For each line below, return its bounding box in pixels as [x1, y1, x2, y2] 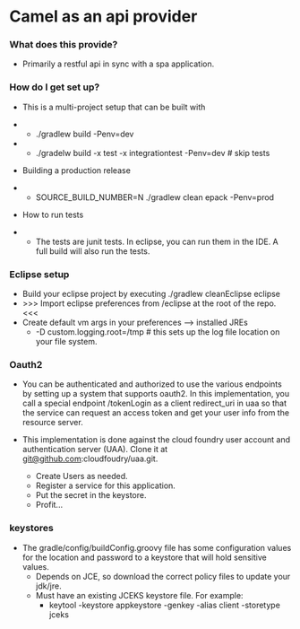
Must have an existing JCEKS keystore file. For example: [35, 590, 244, 600]
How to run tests [21, 209, 84, 220]
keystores [9, 522, 54, 535]
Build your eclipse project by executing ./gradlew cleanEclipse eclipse [21, 289, 280, 300]
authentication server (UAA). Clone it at [21, 444, 168, 455]
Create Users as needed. [35, 471, 128, 482]
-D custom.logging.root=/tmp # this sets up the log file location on [35, 327, 280, 337]
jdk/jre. [35, 581, 62, 591]
